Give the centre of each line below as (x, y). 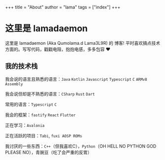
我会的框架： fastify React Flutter (40, 115)
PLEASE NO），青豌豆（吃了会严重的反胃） (49, 152)
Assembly (14, 84)
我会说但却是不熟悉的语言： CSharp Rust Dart (50, 94)
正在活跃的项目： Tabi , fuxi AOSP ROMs (44, 135)
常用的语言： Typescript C (31, 104)
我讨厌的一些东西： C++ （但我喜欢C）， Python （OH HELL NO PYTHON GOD (81, 146)
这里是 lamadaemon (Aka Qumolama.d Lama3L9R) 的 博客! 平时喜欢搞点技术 (83, 43)
